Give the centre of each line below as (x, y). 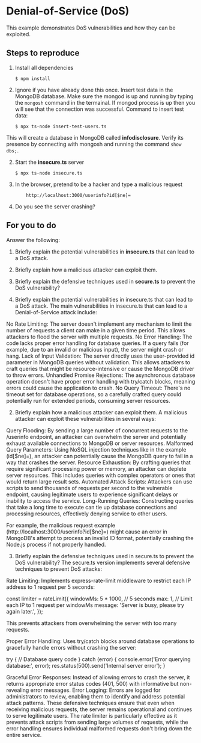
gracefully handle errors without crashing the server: (71, 647)
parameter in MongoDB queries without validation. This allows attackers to (98, 362)
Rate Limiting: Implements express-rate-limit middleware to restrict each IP (99, 580)
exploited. (19, 34)
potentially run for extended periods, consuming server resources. (88, 400)
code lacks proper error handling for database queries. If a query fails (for (97, 343)
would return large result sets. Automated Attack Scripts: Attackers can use (99, 481)
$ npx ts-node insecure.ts (49, 173)
